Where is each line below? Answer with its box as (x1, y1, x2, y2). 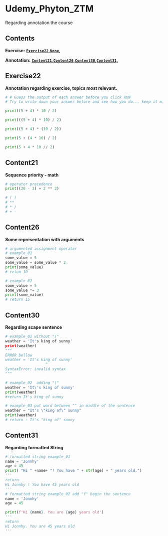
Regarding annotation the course (5, 20, 73, 26)
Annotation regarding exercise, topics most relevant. (5, 85, 117, 91)
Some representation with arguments (5, 236, 84, 242)
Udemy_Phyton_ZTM (5, 3, 94, 15)
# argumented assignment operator (5, 246, 77, 251)
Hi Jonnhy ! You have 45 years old (5, 482, 79, 487)
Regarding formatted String (5, 444, 63, 450)
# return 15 (5, 297, 30, 302)
